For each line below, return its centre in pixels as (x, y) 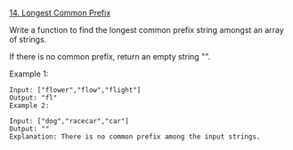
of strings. (28, 39)
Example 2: (29, 106)
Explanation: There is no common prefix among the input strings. (135, 137)
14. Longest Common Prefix (60, 13)
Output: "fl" (33, 98)
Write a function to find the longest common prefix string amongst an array (147, 30)
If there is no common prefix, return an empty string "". (110, 56)
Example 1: (29, 74)
